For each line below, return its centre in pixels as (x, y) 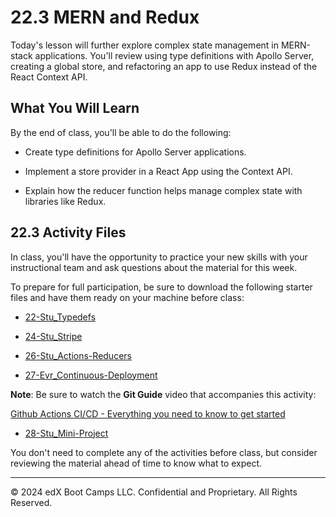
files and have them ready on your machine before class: (127, 297)
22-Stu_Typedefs (60, 317)
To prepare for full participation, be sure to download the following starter (161, 287)
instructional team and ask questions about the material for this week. (154, 267)
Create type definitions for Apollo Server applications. (135, 152)
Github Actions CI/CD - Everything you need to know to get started (148, 413)
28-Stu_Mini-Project (66, 433)
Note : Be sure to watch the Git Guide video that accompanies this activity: (163, 394)
